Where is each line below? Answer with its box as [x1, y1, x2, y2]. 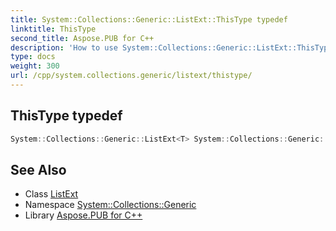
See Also [10, 161, 67, 178]
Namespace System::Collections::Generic [24, 199, 197, 211]
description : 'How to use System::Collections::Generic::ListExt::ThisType [10, 42, 333, 53]
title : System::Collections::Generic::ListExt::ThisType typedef [10, 14, 288, 25]
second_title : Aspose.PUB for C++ [10, 33, 155, 43]
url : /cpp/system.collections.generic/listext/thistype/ [10, 71, 253, 81]
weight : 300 [10, 61, 60, 71]
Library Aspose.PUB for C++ [24, 209, 143, 221]
